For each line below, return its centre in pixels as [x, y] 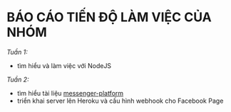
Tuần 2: [18, 79]
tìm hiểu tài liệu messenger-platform [70, 93]
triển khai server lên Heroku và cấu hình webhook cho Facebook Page [120, 101]
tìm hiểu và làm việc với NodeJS [64, 65]
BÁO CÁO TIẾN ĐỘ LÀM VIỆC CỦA [109, 17]
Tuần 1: [17, 52]
